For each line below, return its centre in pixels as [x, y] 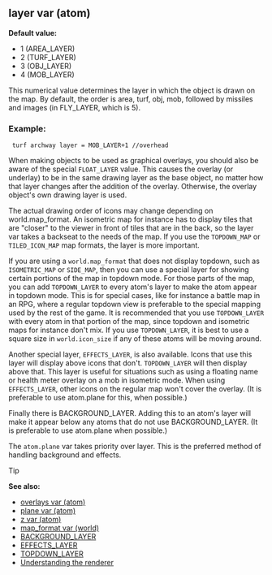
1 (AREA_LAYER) [47, 49]
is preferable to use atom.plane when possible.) [88, 430]
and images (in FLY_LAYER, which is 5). [74, 107]
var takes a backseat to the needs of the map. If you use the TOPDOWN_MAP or [134, 237]
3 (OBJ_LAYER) [46, 66]
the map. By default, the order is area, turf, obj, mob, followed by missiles [131, 99]
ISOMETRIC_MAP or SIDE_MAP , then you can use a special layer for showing [129, 270]
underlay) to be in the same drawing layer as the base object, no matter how [136, 178]
